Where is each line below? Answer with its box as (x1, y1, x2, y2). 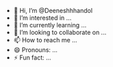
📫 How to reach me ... (13, 36, 77, 44)
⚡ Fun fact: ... (13, 53, 51, 62)
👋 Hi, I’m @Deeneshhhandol (13, 7, 93, 14)
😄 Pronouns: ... (13, 46, 58, 54)
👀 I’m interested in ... (13, 14, 72, 22)
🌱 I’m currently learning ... (13, 21, 87, 29)
